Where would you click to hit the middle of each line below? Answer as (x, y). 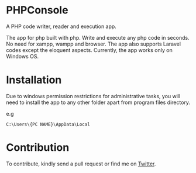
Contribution (38, 148)
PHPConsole (37, 10)
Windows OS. (23, 56)
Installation (34, 80)
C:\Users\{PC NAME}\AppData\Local (48, 124)
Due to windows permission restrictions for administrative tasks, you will (93, 96)
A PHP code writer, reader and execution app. (61, 26)
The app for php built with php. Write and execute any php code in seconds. (98, 37)
